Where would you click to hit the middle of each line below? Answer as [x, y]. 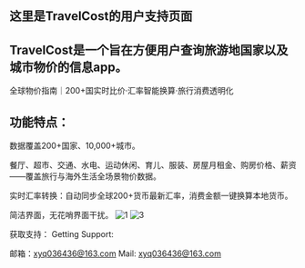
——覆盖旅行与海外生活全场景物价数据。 [85, 176]
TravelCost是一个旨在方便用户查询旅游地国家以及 [149, 50]
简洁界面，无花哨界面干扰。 [61, 215]
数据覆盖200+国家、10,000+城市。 [75, 146]
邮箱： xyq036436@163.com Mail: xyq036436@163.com [115, 253]
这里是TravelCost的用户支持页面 [101, 16]
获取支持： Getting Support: [61, 234]
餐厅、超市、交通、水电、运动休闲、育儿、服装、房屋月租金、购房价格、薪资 [153, 165]
